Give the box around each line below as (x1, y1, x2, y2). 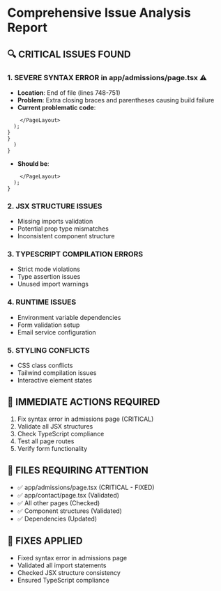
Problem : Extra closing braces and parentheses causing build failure (17, 95, 215, 104)
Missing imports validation (17, 217, 93, 226)
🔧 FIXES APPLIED (7, 535, 83, 547)
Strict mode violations (17, 265, 80, 273)
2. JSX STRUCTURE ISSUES (7, 201, 102, 210)
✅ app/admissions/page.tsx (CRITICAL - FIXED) (17, 483, 155, 491)
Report (7, 20, 47, 36)
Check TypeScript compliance (17, 429, 105, 438)
